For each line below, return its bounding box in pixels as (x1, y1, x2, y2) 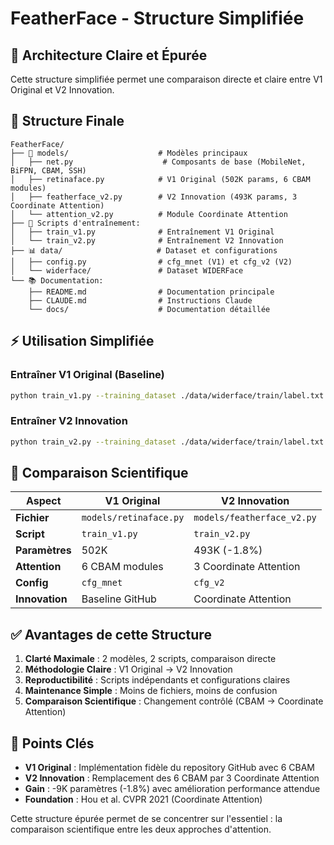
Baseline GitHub (81, 592, 157, 606)
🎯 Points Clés (10, 735, 95, 752)
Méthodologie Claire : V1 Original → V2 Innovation (24, 663, 233, 676)
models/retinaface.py (81, 512, 185, 524)
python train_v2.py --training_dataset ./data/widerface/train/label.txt (10, 437, 325, 447)
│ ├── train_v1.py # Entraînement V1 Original (10, 227, 275, 237)
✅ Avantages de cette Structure (10, 626, 212, 643)
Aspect (26, 494, 62, 508)
